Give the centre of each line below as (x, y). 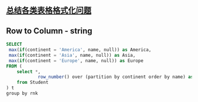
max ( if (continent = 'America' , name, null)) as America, (80, 50)
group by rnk (22, 93)
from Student (33, 83)
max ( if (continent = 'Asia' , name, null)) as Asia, (72, 55)
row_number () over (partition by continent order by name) (111, 77)
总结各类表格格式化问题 (49, 11)
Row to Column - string (49, 31)
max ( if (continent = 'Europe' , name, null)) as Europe (76, 60)
